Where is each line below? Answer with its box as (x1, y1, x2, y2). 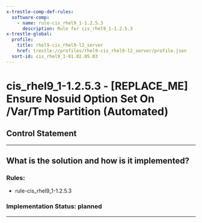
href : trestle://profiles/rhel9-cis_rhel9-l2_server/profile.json (17, 48, 187, 54)
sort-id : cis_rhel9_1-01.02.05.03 (11, 53, 98, 59)
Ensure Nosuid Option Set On (6, 92, 155, 106)
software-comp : (11, 14, 50, 20)
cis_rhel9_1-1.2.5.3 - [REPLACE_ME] (6, 79, 188, 93)
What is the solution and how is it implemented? (6, 156, 189, 166)
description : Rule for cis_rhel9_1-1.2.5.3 (22, 25, 133, 32)
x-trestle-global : (6, 31, 52, 37)
